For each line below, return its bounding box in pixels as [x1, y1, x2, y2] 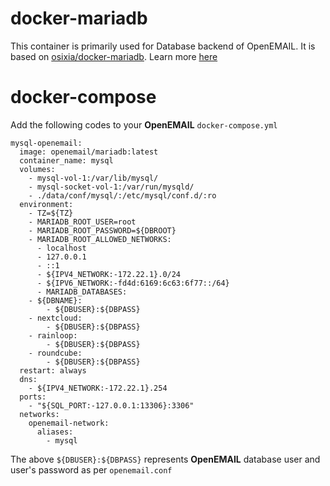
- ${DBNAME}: [28, 295, 83, 306]
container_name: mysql [19, 155, 114, 166]
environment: [19, 199, 74, 209]
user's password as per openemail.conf [10, 463, 173, 476]
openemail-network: [28, 418, 110, 428]
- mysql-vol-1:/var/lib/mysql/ [28, 173, 159, 183]
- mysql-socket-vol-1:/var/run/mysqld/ [28, 182, 195, 192]
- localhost [36, 243, 87, 253]
